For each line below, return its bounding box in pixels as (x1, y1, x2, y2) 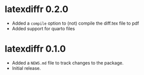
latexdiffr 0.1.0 (5, 43, 66, 55)
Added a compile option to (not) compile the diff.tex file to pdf (12, 20, 139, 26)
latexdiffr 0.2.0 (5, 4, 69, 15)
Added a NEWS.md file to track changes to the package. (12, 59, 124, 66)
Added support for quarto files (12, 25, 75, 31)
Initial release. (12, 65, 41, 71)
